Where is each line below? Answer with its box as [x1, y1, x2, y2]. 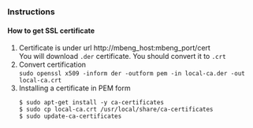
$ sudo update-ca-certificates [18, 112, 122, 120]
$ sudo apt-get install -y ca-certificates [18, 99, 165, 107]
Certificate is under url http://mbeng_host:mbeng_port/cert [18, 43, 210, 53]
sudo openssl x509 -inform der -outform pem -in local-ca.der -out [18, 70, 245, 78]
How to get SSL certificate [7, 26, 95, 35]
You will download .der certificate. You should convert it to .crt [18, 52, 226, 61]
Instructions [7, 6, 56, 17]
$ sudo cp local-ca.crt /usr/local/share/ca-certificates [18, 105, 214, 114]
